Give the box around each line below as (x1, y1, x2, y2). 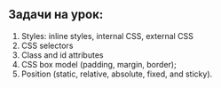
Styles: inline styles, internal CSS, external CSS (20, 30, 194, 41)
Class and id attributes (20, 49, 104, 60)
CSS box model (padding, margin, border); (20, 59, 177, 69)
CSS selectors (20, 40, 74, 51)
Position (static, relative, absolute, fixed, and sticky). (20, 68, 213, 79)
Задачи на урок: (8, 7, 104, 22)
